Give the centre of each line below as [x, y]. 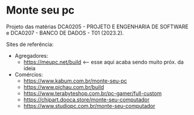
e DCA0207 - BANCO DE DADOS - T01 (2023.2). [65, 32]
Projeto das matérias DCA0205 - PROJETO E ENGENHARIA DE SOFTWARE [97, 27]
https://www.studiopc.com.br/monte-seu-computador [89, 106]
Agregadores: [31, 55]
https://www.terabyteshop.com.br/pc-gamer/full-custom [93, 93]
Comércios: [29, 74]
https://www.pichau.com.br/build [64, 87]
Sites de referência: [30, 44]
